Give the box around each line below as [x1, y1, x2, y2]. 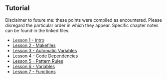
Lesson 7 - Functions [12, 69, 56, 75]
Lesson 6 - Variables [12, 63, 55, 69]
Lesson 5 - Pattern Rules [12, 58, 63, 64]
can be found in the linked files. [5, 27, 70, 34]
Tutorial [5, 4, 30, 12]
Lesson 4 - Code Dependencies [12, 53, 78, 59]
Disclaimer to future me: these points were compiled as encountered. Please [5, 17, 162, 23]
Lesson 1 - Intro [12, 37, 45, 43]
